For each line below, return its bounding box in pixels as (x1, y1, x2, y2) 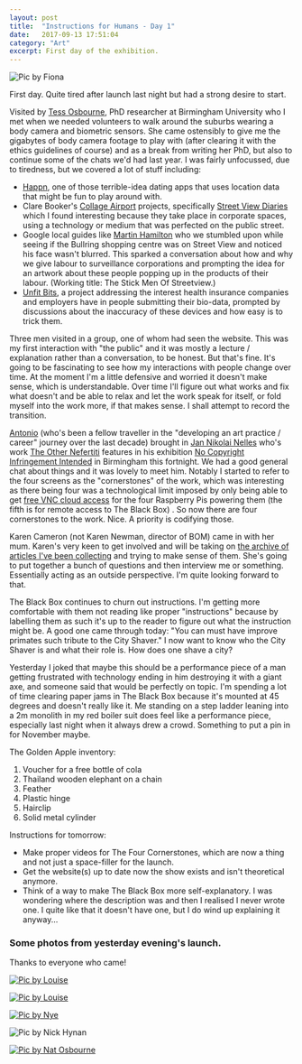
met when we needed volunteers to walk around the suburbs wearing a (9, 116, 274, 127)
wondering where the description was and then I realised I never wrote (22, 895, 286, 906)
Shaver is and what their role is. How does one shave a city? (9, 644, 233, 655)
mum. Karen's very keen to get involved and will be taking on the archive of (9, 541, 289, 551)
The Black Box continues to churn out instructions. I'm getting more (9, 597, 261, 607)
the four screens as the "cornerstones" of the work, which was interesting (9, 476, 285, 486)
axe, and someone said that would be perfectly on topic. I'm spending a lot (9, 681, 287, 692)
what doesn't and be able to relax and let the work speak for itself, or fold (9, 391, 282, 402)
